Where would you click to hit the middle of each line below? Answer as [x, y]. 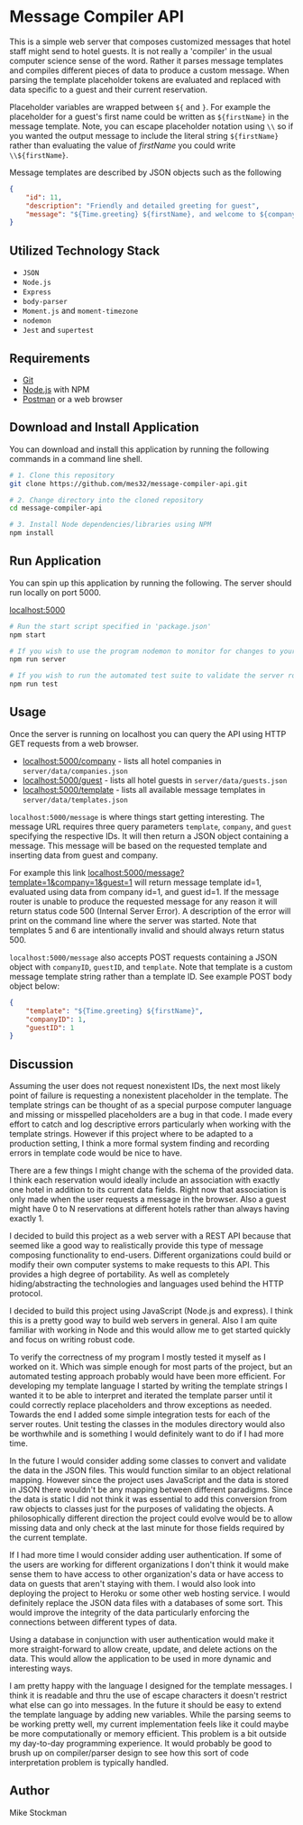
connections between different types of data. [93, 1622]
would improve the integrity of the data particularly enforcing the [129, 1613]
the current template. [49, 1538]
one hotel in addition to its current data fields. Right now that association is [148, 1190]
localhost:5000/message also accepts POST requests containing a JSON [143, 957]
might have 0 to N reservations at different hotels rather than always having [150, 1209]
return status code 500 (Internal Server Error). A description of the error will [150, 911]
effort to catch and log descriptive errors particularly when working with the [150, 1124]
